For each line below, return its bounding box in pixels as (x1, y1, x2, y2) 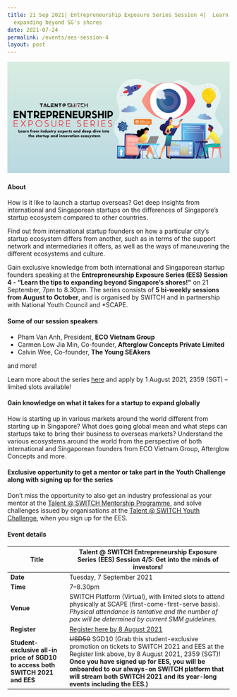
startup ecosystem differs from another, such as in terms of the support (7, 234, 216, 243)
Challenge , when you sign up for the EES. (7, 513, 128, 522)
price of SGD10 (10, 653, 57, 662)
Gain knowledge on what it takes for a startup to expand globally (7, 399, 200, 407)
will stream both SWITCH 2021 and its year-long (69, 672, 217, 681)
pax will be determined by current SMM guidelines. (69, 615, 217, 624)
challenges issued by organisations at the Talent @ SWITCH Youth (7, 506, 200, 515)
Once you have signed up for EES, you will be (69, 657, 206, 665)
